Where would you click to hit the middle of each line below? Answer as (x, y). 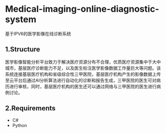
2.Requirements (30, 108)
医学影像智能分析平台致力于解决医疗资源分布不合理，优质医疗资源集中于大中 (83, 62)
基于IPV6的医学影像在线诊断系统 (38, 33)
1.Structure (23, 49)
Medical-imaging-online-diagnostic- (82, 9)
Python (20, 125)
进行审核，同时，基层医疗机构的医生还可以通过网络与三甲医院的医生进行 (83, 86)
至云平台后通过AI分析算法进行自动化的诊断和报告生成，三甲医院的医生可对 (81, 80)
